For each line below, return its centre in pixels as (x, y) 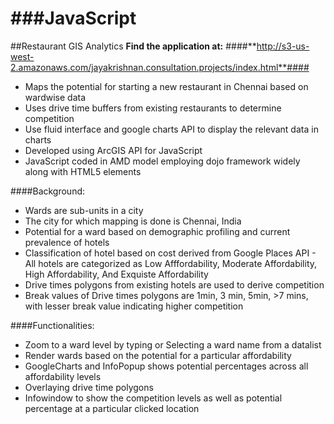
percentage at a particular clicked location (112, 408)
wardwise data (55, 97)
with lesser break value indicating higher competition (134, 306)
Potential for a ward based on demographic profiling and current (157, 231)
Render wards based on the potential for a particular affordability (158, 355)
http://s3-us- (283, 46)
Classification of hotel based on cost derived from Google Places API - (170, 253)
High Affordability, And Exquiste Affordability (116, 274)
